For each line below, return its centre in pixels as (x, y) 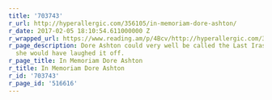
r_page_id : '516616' (43, 83)
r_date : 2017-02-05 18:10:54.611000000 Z (79, 31)
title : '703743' (36, 16)
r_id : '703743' (34, 76)
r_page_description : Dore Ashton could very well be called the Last (128, 46)
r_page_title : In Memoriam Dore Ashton (76, 61)
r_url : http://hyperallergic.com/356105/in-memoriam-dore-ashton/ (123, 23)
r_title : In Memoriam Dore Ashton (67, 69)
